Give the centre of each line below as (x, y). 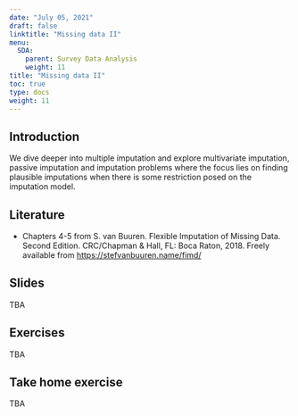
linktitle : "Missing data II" (66, 34)
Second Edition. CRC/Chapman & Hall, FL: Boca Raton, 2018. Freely (146, 245)
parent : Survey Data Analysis (82, 59)
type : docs (29, 92)
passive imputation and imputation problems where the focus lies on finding (149, 168)
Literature (37, 215)
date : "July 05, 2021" (51, 17)
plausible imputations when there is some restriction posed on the (131, 177)
